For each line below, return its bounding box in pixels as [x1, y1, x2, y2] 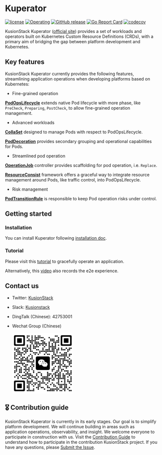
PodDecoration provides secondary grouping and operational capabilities [5, 138, 152, 144]
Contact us [5, 282, 39, 290]
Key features [5, 58, 44, 66]
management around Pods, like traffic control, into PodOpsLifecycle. [5, 177, 141, 182]
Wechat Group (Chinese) [12, 323, 62, 329]
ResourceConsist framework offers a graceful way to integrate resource [5, 172, 150, 178]
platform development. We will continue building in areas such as [5, 424, 135, 430]
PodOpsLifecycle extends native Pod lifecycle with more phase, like [5, 100, 141, 106]
